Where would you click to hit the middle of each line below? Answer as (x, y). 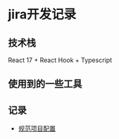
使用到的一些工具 (45, 84)
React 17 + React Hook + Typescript (60, 60)
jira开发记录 (42, 14)
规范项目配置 (37, 128)
